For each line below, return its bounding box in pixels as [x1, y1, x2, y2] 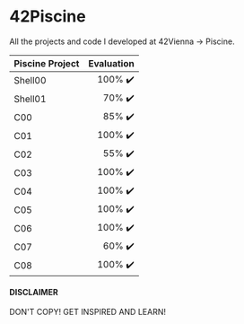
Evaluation [88, 57, 135, 69]
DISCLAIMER [9, 286, 58, 297]
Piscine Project [13, 57, 80, 69]
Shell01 [13, 92, 47, 105]
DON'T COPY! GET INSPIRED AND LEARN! [9, 307, 166, 318]
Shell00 [13, 74, 47, 87]
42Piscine [9, 6, 87, 27]
